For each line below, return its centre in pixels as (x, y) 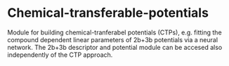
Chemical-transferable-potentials (108, 13)
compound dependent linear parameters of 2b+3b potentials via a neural (113, 39)
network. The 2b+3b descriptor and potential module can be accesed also (115, 47)
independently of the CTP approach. (60, 55)
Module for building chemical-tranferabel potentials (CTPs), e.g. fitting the (115, 32)
